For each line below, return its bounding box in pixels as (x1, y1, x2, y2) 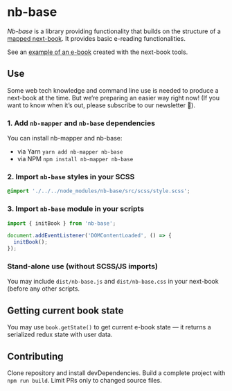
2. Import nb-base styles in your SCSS (7, 172, 135, 181)
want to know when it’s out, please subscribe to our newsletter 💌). (7, 101, 196, 109)
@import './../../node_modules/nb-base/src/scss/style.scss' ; (7, 188, 190, 194)
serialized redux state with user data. (7, 330, 113, 339)
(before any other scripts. (7, 284, 80, 293)
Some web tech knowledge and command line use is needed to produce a (7, 86, 220, 94)
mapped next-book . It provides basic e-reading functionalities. (7, 34, 186, 42)
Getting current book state (7, 304, 124, 316)
